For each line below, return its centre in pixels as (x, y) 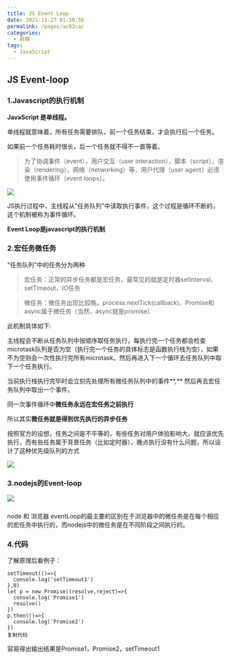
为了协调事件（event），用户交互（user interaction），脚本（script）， (121, 161)
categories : (24, 33)
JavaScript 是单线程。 (39, 117)
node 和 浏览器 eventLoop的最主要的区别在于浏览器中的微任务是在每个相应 (113, 516)
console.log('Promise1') (49, 598)
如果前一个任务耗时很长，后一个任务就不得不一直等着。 (85, 146)
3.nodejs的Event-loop (45, 483)
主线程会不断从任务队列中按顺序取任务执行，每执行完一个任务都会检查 (107, 340)
